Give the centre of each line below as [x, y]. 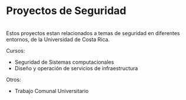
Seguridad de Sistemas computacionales [64, 62]
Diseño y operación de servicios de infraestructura [76, 68]
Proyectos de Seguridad [66, 11]
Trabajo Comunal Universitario [52, 91]
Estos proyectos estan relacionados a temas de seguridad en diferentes [93, 33]
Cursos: [16, 50]
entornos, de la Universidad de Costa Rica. [58, 39]
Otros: [14, 80]
